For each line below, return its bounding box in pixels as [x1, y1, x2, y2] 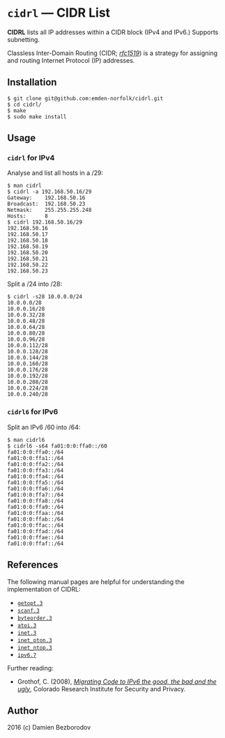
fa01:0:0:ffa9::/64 [7, 503, 64, 510]
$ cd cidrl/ [7, 101, 42, 108]
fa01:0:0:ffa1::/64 [7, 454, 64, 461]
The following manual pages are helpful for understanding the [7, 577, 185, 586]
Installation [7, 77, 57, 89]
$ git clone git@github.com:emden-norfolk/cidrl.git [7, 95, 164, 102]
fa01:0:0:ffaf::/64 [7, 540, 64, 547]
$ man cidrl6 [7, 436, 45, 443]
